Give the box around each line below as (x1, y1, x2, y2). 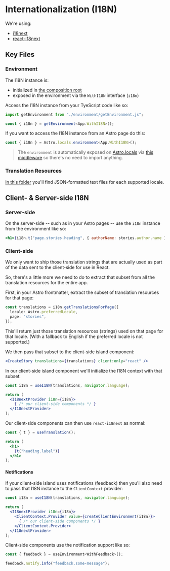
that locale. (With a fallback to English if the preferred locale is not (5, 333, 143, 340)
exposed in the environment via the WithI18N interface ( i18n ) (12, 92, 139, 98)
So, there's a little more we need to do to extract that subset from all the (5, 274, 155, 280)
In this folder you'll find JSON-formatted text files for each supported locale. (5, 179, 164, 185)
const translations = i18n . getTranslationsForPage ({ (5, 305, 119, 310)
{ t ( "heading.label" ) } (14, 448, 60, 454)
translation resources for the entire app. (5, 280, 88, 286)
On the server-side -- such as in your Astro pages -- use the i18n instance (5, 220, 161, 226)
